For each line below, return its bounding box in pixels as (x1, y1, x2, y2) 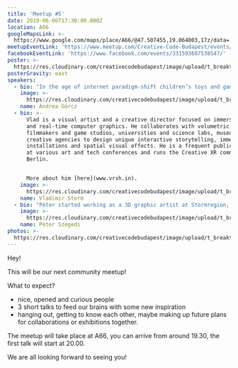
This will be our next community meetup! (7, 267, 127, 276)
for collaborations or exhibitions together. (17, 318, 138, 326)
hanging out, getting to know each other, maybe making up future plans (17, 310, 227, 318)
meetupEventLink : (7, 43, 59, 50)
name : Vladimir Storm (20, 195, 84, 202)
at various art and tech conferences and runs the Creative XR (25, 149, 217, 156)
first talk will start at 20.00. (7, 339, 86, 347)
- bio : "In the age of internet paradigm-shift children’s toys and (13, 83, 220, 90)
